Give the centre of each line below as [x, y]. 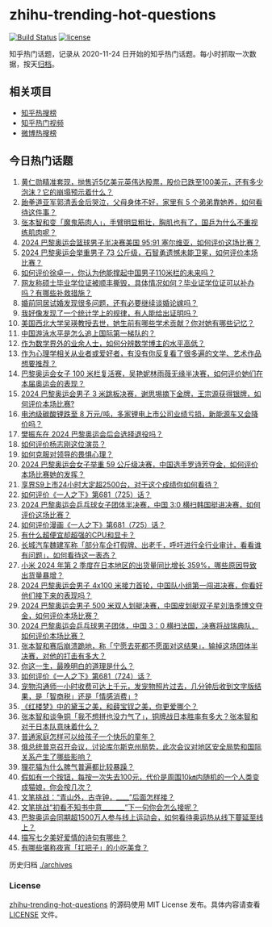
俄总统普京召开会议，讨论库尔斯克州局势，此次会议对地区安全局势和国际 [141, 746]
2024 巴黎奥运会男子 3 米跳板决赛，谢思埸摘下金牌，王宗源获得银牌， [137, 394]
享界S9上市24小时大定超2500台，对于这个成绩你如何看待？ [120, 484]
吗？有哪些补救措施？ [56, 293]
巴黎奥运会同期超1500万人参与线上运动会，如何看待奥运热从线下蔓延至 [138, 817]
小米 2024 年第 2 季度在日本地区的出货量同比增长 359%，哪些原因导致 [139, 565]
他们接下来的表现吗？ [56, 595]
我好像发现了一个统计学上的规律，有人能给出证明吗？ [109, 313]
